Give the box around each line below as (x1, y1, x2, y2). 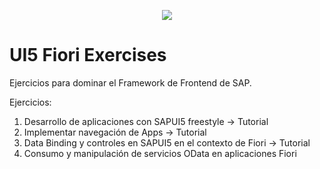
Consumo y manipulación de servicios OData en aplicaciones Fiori (23, 147, 297, 159)
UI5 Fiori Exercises (9, 44, 167, 67)
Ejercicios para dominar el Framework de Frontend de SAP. (9, 76, 252, 89)
